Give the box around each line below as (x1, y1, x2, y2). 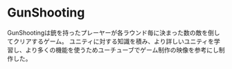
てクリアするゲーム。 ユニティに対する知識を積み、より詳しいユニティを (7, 37, 215, 46)
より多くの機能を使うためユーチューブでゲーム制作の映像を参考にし (25, 46, 220, 54)
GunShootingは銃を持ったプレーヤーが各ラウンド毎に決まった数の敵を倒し (7, 28, 220, 37)
